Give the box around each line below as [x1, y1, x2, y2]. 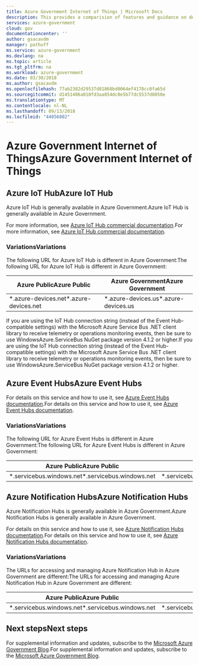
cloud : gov [6, 25, 33, 31]
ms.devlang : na [6, 53, 44, 59]
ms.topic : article [6, 58, 52, 64]
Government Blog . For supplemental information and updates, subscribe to [6, 645, 187, 653]
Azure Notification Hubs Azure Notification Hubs [6, 492, 188, 502]
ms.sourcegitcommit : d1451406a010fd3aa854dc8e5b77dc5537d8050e [6, 92, 166, 97]
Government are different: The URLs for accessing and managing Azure [6, 573, 179, 580]
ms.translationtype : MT [6, 97, 65, 103]
